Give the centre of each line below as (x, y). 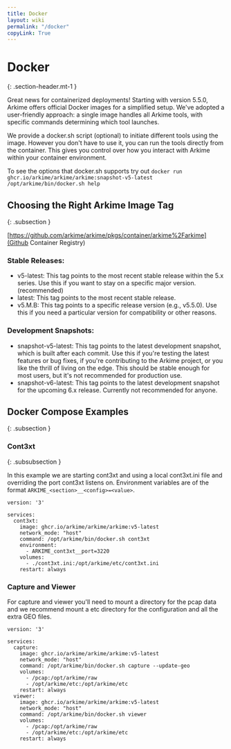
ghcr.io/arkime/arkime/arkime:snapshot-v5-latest (80, 178)
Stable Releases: (36, 260)
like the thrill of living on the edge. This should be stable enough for (113, 368)
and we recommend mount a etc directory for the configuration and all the (113, 609)
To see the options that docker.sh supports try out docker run (95, 171)
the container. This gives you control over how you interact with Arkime (109, 151)
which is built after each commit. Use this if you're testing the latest (113, 353)
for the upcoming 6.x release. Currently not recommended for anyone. (117, 390)
